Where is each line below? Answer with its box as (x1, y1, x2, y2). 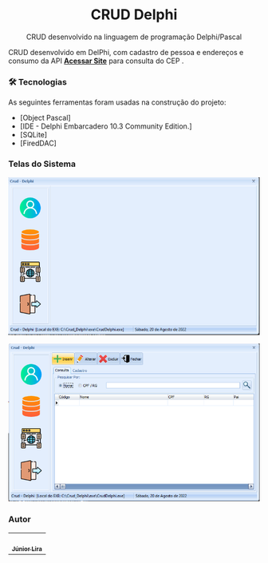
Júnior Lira (11, 545, 42, 553)
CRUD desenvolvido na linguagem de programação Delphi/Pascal (26, 32, 242, 42)
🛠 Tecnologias (8, 76, 68, 87)
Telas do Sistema (8, 158, 76, 169)
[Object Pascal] (19, 113, 71, 123)
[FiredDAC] (19, 138, 57, 149)
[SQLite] (19, 130, 48, 140)
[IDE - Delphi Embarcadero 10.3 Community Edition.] (19, 121, 193, 131)
